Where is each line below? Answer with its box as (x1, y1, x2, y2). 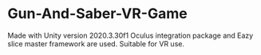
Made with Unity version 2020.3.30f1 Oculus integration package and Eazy (7, 31, 254, 40)
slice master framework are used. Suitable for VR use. (7, 38, 185, 48)
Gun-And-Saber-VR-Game (7, 5, 188, 23)
